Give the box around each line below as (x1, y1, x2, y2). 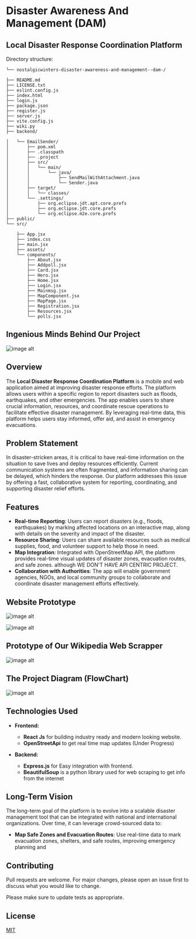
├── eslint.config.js (6, 87, 59, 93)
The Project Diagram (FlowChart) (6, 674, 129, 684)
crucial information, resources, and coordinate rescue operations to (6, 402, 169, 409)
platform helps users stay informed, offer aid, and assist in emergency (6, 415, 176, 422)
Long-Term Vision (6, 792, 73, 802)
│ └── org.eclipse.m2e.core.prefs (6, 211, 116, 217)
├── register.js (6, 108, 46, 114)
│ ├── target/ (6, 185, 57, 191)
